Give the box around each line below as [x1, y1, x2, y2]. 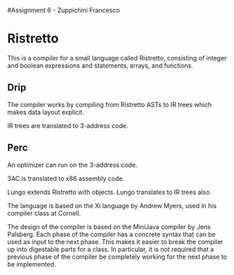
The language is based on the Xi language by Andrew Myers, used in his [7, 201, 217, 210]
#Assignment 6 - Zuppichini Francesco [7, 6, 120, 14]
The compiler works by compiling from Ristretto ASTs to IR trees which [7, 100, 212, 108]
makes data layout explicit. [7, 108, 84, 116]
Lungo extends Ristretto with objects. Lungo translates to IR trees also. [7, 188, 212, 196]
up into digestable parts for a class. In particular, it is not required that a [7, 245, 214, 253]
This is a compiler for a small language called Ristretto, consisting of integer [7, 53, 227, 62]
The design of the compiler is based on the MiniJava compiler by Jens [7, 222, 211, 231]
